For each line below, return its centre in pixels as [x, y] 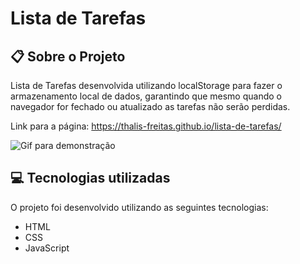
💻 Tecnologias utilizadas [90, 178]
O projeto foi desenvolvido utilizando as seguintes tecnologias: [139, 207]
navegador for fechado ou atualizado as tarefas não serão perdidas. [150, 106]
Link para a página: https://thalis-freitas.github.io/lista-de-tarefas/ [146, 126]
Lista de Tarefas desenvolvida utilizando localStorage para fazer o [146, 85]
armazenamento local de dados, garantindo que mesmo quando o [146, 96]
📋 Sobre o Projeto [68, 56]
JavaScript [47, 248]
